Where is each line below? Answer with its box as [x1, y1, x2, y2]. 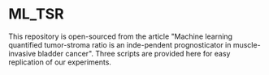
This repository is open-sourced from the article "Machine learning [8, 31, 233, 41]
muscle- [232, 40, 262, 49]
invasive [8, 48, 37, 58]
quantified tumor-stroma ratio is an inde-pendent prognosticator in [8, 40, 232, 49]
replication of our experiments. [8, 57, 112, 67]
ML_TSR [8, 5, 64, 23]
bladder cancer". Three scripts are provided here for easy [37, 48, 231, 58]
